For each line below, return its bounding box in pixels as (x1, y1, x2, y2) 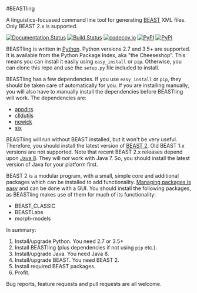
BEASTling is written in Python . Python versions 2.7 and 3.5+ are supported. (6, 45, 191, 52)
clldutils (14, 112, 34, 119)
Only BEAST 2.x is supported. (6, 23, 78, 29)
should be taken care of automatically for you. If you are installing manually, (6, 82, 189, 89)
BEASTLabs (14, 209, 44, 215)
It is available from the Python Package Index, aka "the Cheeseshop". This (6, 52, 186, 58)
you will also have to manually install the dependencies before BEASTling (6, 88, 183, 95)
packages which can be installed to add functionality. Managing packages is (6, 179, 191, 185)
